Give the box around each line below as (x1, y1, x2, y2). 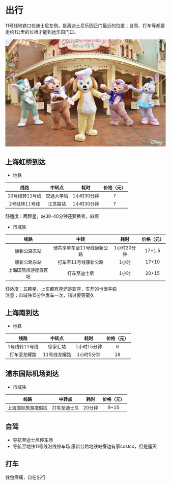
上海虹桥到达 (5, 158, 46, 166)
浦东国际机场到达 (5, 369, 59, 378)
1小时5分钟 (76, 351, 101, 358)
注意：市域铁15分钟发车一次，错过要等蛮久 (5, 292, 95, 298)
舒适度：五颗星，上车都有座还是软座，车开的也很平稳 (5, 286, 117, 292)
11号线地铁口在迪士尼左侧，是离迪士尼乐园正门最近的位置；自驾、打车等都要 (5, 22, 165, 29)
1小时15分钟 (75, 344, 102, 350)
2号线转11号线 (9, 201, 40, 207)
